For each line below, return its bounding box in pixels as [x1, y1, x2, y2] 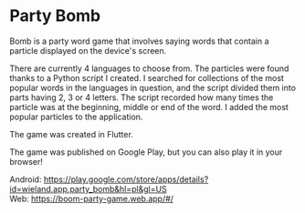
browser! [9, 156, 44, 167]
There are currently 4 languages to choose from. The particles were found [9, 63, 289, 74]
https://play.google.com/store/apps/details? [43, 174, 209, 185]
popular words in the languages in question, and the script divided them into [9, 82, 297, 93]
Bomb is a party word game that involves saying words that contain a [9, 35, 269, 46]
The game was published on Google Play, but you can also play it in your [9, 147, 283, 157]
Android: [9, 174, 42, 185]
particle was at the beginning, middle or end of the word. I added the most [9, 101, 289, 112]
